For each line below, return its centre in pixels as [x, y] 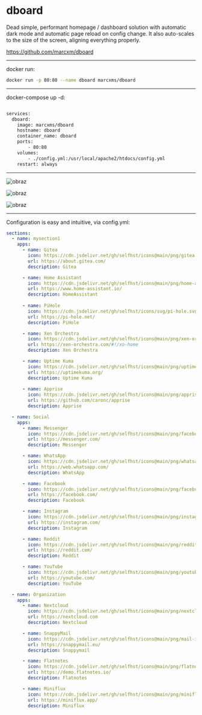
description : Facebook [56, 500]
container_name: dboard [47, 136]
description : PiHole [54, 323]
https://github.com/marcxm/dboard [50, 51]
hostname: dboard [39, 130]
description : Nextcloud [57, 623]
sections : [19, 233]
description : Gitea [52, 267]
